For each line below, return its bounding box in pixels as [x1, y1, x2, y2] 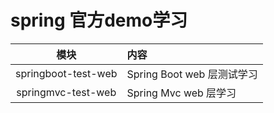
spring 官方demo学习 [10, 9, 188, 32]
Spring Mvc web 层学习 [126, 86, 237, 100]
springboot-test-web [15, 66, 118, 80]
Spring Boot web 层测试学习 [126, 67, 258, 81]
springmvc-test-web [16, 85, 117, 99]
